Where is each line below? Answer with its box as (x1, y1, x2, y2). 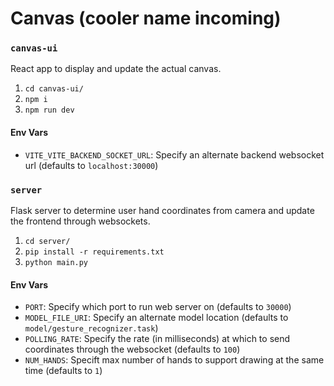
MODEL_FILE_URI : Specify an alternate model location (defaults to (24, 312, 289, 324)
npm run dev (24, 105, 75, 116)
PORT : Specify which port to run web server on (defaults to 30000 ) (24, 301, 292, 313)
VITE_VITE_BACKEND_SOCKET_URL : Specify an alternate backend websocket (24, 148, 325, 161)
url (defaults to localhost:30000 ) (24, 159, 159, 171)
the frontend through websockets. (10, 215, 151, 227)
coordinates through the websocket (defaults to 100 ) (24, 343, 241, 356)
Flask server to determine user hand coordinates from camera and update (10, 204, 315, 216)
